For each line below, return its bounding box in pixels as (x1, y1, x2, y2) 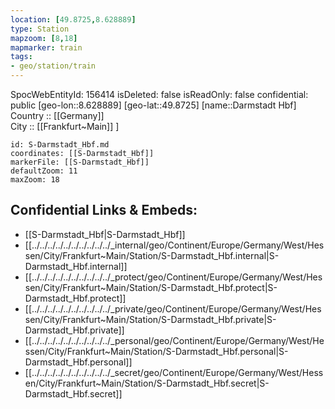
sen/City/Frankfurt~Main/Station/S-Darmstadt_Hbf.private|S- (24, 313, 277, 325)
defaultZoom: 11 (10, 166, 78, 176)
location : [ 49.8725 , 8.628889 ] (10, 14, 137, 25)
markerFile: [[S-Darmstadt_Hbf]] (10, 157, 150, 167)
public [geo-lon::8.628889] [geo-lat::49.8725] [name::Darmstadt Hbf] (10, 99, 297, 111)
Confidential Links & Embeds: (10, 202, 198, 219)
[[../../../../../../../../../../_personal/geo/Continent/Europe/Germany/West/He (24, 334, 325, 346)
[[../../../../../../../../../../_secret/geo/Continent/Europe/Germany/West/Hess (24, 366, 324, 378)
